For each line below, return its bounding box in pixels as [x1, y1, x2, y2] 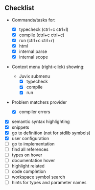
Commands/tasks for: [11, 17, 56, 23]
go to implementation [11, 141, 55, 146]
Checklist [4, 4, 35, 12]
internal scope [19, 54, 48, 60]
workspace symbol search [11, 174, 66, 180]
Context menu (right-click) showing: [11, 64, 85, 70]
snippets [11, 124, 29, 130]
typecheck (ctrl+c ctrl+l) [19, 26, 69, 32]
